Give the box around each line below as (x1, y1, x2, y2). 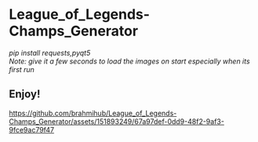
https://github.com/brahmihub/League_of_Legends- (9, 108, 177, 118)
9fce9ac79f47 (9, 125, 54, 134)
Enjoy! (9, 88, 41, 101)
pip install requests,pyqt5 (9, 48, 91, 57)
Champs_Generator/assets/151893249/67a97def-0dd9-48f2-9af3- (9, 116, 224, 126)
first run (9, 64, 35, 74)
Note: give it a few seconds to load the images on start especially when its (9, 56, 250, 66)
